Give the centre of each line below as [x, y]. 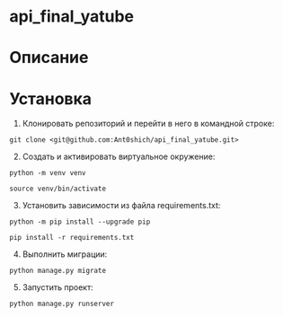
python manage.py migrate [57, 271]
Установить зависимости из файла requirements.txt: [121, 206]
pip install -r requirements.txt [72, 238]
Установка [51, 98]
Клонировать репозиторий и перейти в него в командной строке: [148, 124]
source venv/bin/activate [57, 189]
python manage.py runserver [62, 304]
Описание [49, 58]
